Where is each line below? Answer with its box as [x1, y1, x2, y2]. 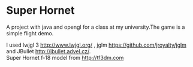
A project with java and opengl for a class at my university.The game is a [6, 23, 185, 31]
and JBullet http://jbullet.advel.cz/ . [6, 47, 91, 54]
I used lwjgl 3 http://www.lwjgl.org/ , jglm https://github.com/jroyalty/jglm [6, 41, 187, 48]
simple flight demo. [6, 29, 54, 36]
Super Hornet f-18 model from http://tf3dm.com [6, 54, 124, 61]
